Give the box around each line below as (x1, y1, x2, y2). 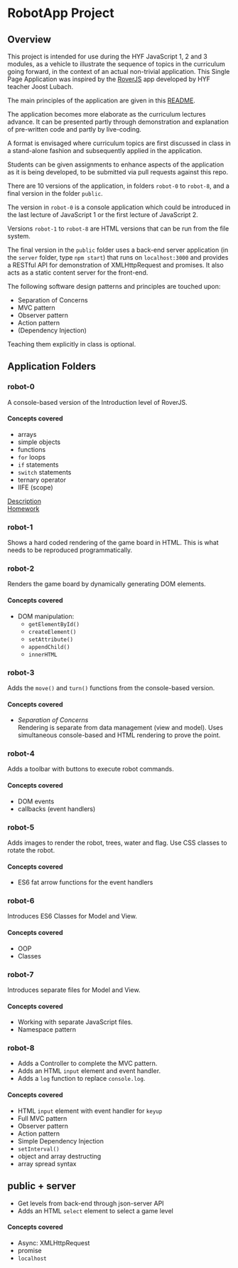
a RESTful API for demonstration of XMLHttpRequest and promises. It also (7, 261, 224, 269)
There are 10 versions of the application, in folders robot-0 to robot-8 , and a (7, 181, 229, 190)
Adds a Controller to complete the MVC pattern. (17, 1059, 158, 1068)
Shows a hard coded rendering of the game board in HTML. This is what (7, 539, 219, 547)
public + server (7, 1180, 76, 1193)
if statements (17, 460, 59, 469)
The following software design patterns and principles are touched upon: (7, 282, 221, 290)
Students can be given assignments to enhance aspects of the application (7, 160, 225, 169)
